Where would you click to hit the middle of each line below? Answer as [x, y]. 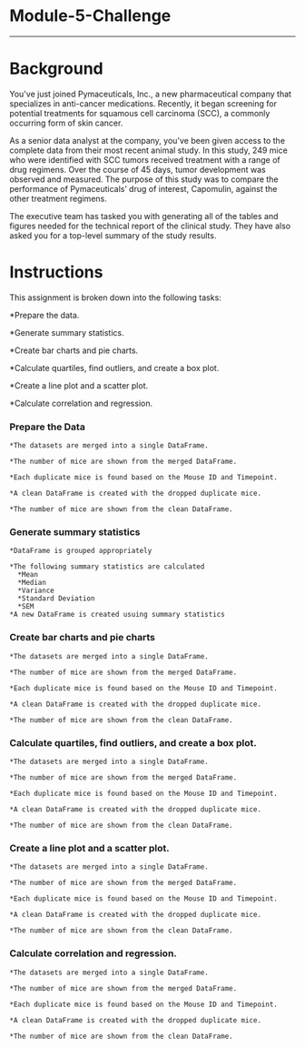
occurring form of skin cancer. [66, 123]
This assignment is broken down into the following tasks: [116, 297]
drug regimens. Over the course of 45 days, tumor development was [138, 169]
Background [56, 69]
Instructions [56, 272]
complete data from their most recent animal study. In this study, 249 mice [148, 150]
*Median [32, 583]
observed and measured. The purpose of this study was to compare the [144, 179]
